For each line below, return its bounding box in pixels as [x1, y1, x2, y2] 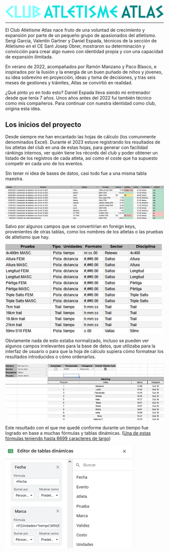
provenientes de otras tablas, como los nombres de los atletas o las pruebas [5, 228, 163, 234]
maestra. [5, 176, 24, 182]
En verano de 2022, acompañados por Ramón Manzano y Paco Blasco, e [5, 64, 157, 70]
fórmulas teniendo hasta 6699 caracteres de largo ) [5, 435, 111, 441]
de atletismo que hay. [5, 234, 50, 240]
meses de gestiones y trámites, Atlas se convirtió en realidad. [5, 80, 133, 86]
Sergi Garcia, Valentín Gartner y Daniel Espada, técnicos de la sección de [5, 38, 157, 44]
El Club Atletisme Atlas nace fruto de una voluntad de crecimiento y [5, 27, 145, 33]
